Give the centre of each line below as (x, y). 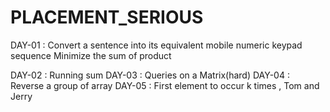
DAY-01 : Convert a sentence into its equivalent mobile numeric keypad (156, 45)
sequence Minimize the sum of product (91, 55)
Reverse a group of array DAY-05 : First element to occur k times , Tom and (165, 85)
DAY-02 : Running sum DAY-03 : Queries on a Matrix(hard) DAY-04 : (150, 75)
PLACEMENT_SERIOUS (107, 17)
